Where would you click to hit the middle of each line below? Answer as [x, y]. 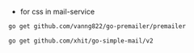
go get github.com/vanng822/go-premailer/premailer [97, 26]
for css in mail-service [57, 12]
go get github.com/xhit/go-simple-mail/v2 [81, 41]
